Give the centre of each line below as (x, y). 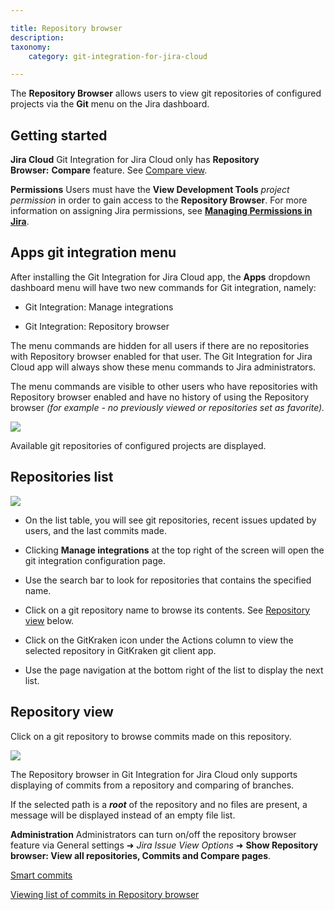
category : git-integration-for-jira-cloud (118, 56)
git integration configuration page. (95, 560)
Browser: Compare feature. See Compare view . (109, 170)
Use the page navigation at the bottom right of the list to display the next (174, 670)
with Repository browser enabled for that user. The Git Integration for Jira (161, 356)
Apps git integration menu (93, 252)
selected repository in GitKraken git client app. (120, 650)
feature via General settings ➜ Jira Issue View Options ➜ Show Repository (164, 845)
